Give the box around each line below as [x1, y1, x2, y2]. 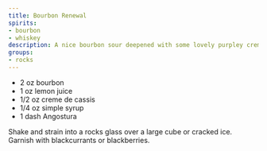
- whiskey [8, 33, 41, 42]
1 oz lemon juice [19, 86, 73, 95]
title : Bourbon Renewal [8, 11, 87, 20]
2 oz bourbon [19, 77, 65, 87]
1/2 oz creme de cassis [19, 95, 95, 104]
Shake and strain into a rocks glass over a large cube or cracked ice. [8, 126, 233, 136]
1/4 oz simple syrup [19, 103, 84, 112]
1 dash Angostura [19, 111, 77, 121]
